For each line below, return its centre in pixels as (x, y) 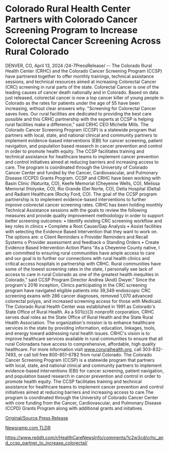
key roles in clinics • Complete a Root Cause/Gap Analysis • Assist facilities (83, 226)
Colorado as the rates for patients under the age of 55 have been (72, 103)
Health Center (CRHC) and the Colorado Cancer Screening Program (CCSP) (84, 71)
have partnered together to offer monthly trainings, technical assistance (80, 76)
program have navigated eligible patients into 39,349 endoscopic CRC (78, 290)
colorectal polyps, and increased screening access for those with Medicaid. (84, 301)
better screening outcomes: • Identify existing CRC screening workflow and (84, 221)
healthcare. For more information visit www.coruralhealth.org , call (73, 349)
